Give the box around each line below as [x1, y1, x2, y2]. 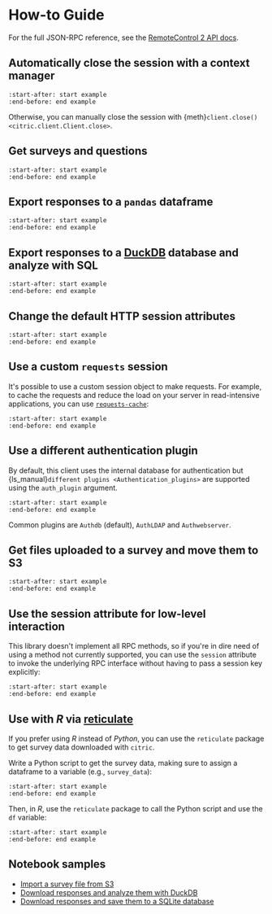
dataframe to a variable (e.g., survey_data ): [8, 767, 153, 776]
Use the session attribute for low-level [8, 606, 206, 620]
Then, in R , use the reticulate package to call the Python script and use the [8, 804, 264, 814]
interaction [8, 619, 65, 633]
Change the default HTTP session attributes [8, 309, 236, 323]
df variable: [8, 812, 47, 823]
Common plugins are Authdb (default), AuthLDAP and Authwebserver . [8, 519, 231, 530]
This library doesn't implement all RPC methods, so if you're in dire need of [8, 641, 260, 651]
